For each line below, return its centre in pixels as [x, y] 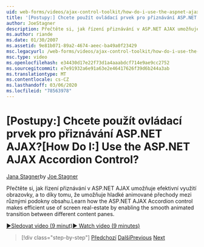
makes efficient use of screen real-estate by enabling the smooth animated [100, 208]
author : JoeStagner [31, 23]
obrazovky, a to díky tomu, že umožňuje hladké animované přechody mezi [99, 194]
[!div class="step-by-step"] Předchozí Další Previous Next [93, 237]
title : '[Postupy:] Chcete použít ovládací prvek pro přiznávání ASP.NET [102, 18]
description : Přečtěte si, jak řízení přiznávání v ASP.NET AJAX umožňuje [103, 29]
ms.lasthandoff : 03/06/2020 [42, 86]
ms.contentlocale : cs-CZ [38, 80]
